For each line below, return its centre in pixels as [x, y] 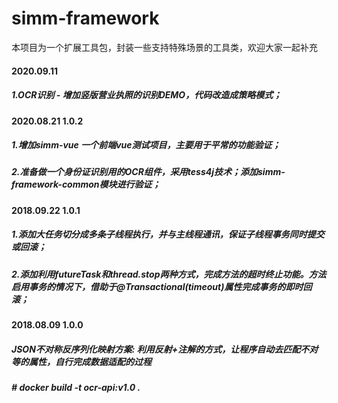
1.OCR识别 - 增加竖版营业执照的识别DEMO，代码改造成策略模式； [147, 95]
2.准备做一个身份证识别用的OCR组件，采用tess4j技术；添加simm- [148, 172]
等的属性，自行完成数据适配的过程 [81, 361]
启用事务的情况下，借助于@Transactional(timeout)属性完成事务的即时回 [162, 286]
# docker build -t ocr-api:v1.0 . [76, 388]
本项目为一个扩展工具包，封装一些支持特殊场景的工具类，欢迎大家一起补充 [164, 47]
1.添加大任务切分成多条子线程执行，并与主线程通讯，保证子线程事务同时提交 [168, 234]
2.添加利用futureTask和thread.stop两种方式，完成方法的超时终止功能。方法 [169, 274]
